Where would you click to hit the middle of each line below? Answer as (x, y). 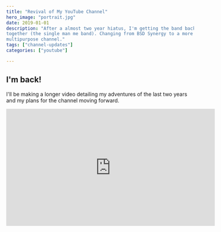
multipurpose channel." (36, 39)
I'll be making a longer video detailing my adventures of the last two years (97, 94)
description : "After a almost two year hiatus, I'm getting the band (94, 28)
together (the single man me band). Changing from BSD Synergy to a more (100, 34)
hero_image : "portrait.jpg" (41, 17)
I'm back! (24, 80)
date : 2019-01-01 (28, 23)
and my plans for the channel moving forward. (63, 100)
